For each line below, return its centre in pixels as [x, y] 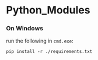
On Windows [25, 29]
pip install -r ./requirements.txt [49, 52]
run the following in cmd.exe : [40, 41]
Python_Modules [48, 10]
